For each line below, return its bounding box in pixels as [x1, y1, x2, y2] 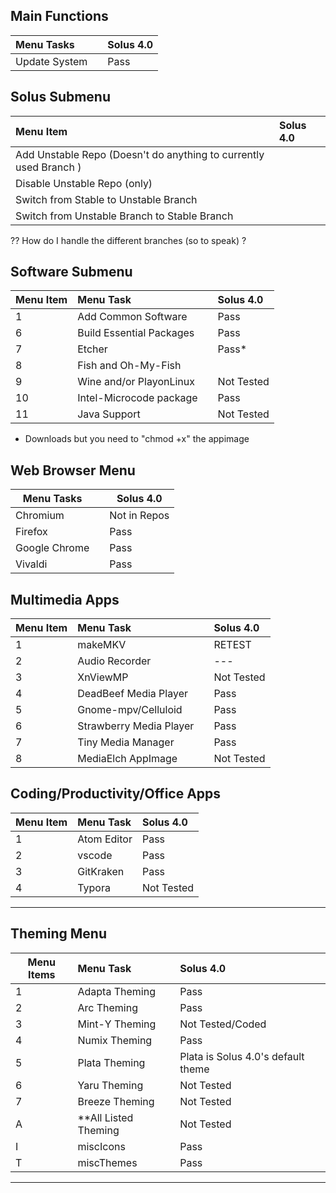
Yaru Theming [77, 1078, 144, 1092]
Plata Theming [77, 1055, 146, 1069]
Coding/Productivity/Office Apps [10, 785, 222, 803]
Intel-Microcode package [77, 391, 198, 405]
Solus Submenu [10, 89, 112, 106]
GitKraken [77, 864, 125, 878]
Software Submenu [10, 264, 133, 281]
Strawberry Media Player [77, 719, 195, 733]
